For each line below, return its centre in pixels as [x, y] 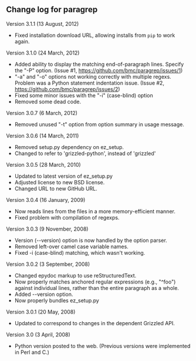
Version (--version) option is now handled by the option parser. [91, 240]
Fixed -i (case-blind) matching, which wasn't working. [80, 252]
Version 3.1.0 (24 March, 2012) [43, 53]
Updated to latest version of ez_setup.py [64, 176]
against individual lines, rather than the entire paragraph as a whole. [97, 288]
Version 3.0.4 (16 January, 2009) [46, 200]
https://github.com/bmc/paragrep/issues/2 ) [67, 89]
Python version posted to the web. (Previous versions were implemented [102, 346]
